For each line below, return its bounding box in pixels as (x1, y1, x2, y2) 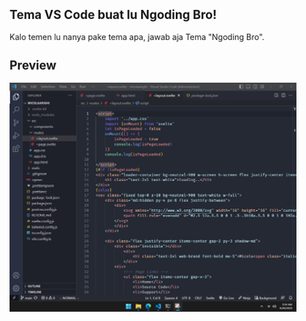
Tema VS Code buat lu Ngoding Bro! (9, 7, 217, 23)
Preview (9, 58, 57, 74)
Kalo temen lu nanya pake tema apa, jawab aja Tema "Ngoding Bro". (9, 31, 265, 42)
